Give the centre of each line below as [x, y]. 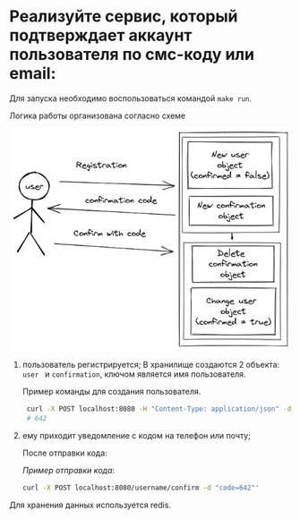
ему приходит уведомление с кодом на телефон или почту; [136, 435]
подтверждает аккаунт [101, 35]
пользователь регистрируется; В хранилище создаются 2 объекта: [151, 365]
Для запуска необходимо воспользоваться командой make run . [131, 98]
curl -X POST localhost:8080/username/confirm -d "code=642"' [141, 488]
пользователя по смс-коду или [132, 55]
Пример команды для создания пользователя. [111, 392]
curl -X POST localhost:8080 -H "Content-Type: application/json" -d [159, 409]
